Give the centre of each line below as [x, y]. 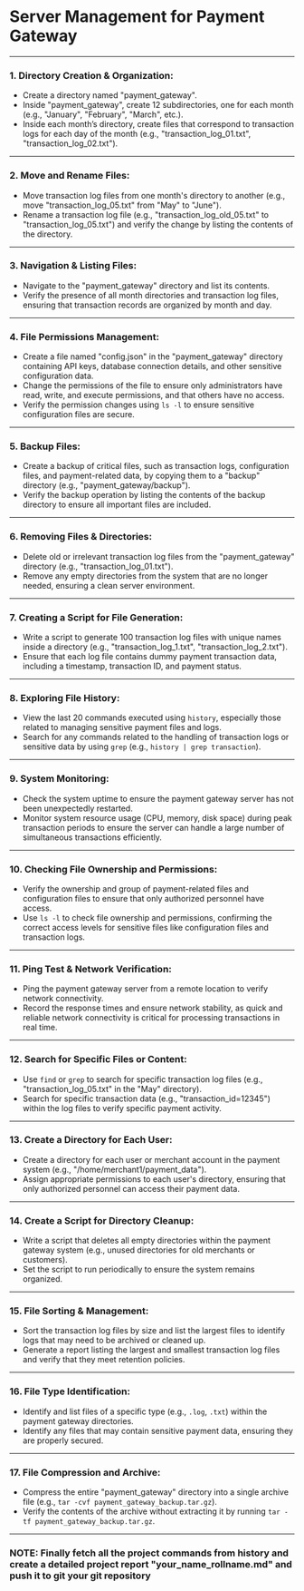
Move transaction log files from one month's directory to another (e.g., [154, 195]
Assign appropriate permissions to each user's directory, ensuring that [154, 1179]
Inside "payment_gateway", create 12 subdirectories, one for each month [158, 105]
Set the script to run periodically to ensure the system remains [138, 1269]
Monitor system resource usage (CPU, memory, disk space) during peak [157, 817]
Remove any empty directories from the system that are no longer [145, 576]
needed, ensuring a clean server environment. [109, 585]
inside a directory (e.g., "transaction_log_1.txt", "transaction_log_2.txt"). [155, 647]
